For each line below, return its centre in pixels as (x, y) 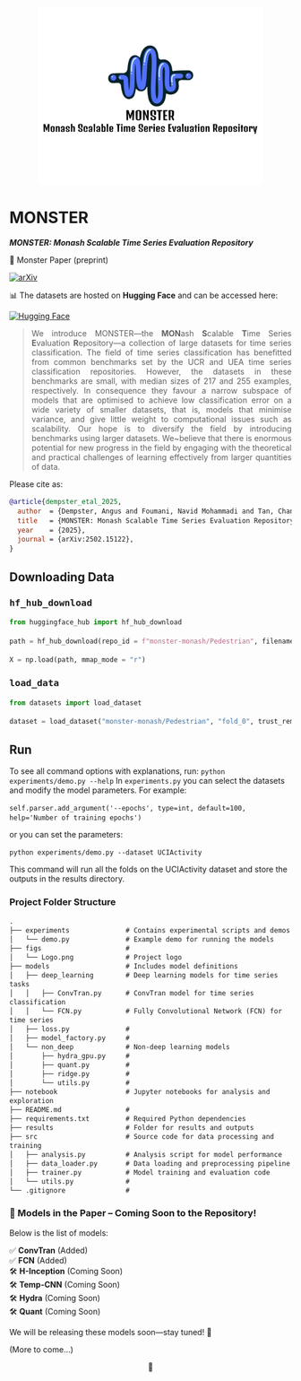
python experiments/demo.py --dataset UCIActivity (106, 852)
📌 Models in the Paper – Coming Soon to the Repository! (133, 1213)
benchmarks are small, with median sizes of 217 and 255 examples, (161, 381)
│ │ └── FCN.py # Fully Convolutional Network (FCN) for (146, 1012)
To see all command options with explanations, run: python (117, 771)
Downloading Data (62, 577)
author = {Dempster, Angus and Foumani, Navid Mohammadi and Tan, (146, 511)
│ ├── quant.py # (69, 1065)
